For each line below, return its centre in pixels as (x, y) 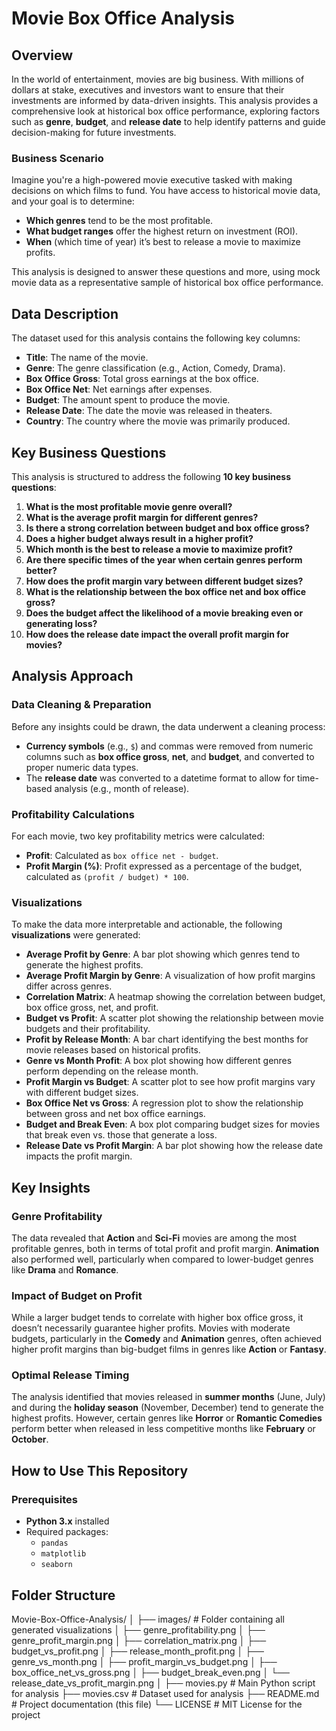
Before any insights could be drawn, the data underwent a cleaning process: (168, 726)
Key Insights (51, 1187)
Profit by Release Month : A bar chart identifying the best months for (167, 1039)
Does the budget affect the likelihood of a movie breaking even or (164, 613)
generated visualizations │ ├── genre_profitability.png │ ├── (138, 1629)
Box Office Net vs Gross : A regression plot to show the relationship (164, 1103)
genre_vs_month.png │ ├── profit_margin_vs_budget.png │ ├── (144, 1661)
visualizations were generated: (76, 935)
